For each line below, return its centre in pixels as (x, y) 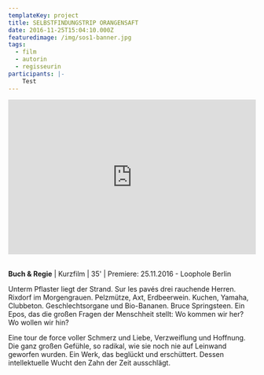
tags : (17, 45)
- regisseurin (38, 67)
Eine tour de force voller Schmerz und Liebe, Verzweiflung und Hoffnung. (127, 337)
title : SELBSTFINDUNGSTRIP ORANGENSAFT (73, 23)
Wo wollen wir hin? (38, 322)
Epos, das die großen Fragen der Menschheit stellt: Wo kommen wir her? (126, 314)
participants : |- (37, 74)
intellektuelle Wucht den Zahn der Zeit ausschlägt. (90, 362)
